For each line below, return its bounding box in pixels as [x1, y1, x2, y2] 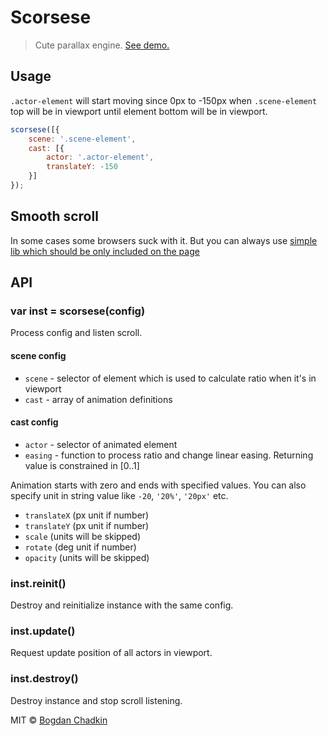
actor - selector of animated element [24, 438, 178, 450]
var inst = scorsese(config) [10, 304, 146, 318]
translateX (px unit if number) [24, 509, 150, 521]
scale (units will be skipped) [24, 530, 142, 542]
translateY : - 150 [46, 162, 118, 172]
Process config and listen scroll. [10, 327, 143, 339]
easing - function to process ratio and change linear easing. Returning [24, 449, 314, 461]
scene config [10, 349, 67, 361]
